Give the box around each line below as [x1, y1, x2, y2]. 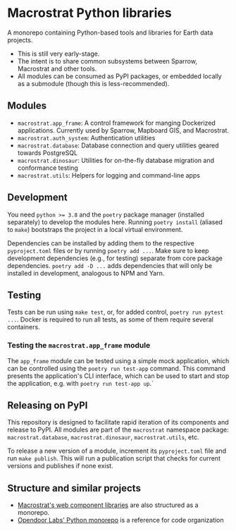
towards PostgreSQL [17, 148, 78, 157]
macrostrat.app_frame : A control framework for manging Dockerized [17, 118, 216, 127]
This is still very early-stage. [17, 49, 100, 58]
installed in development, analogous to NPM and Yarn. [7, 269, 165, 277]
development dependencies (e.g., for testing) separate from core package [7, 254, 223, 262]
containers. [7, 323, 40, 331]
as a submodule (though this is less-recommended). [17, 79, 170, 87]
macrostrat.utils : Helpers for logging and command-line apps [17, 171, 201, 179]
